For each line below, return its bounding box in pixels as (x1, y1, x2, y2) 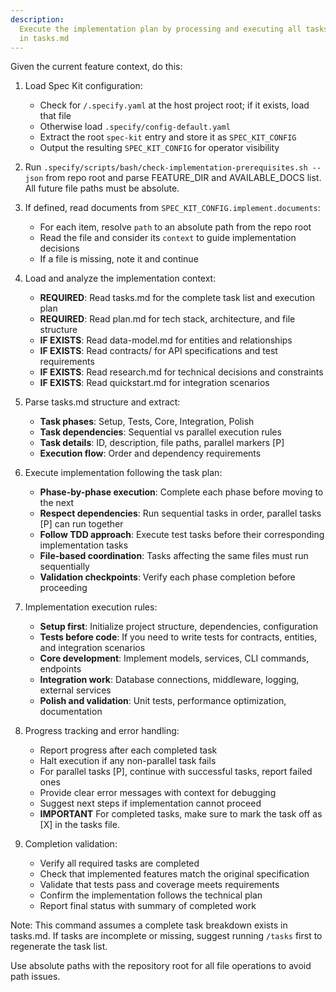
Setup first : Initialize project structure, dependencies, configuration (39, 621, 319, 633)
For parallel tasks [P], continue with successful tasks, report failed (39, 766, 313, 778)
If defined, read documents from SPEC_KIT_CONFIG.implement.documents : (24, 202, 321, 214)
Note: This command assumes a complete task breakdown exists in (10, 919, 288, 931)
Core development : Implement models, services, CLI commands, (39, 652, 310, 665)
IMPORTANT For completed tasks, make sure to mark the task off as (39, 808, 323, 820)
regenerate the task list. (10, 941, 108, 953)
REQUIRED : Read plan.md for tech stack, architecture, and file (39, 313, 296, 325)
